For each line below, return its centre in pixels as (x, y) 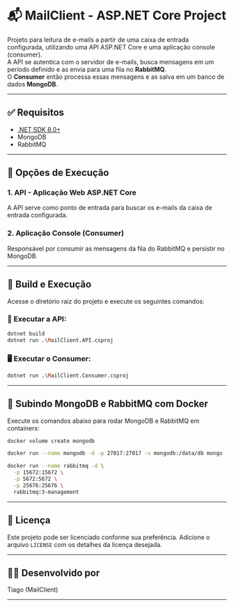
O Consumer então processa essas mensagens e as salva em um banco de (116, 77)
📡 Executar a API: (37, 319)
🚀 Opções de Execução (58, 173)
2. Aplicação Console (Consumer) (65, 233)
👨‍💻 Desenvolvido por (54, 572)
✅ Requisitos (36, 113)
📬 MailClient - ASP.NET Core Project (117, 16)
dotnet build (26, 334)
